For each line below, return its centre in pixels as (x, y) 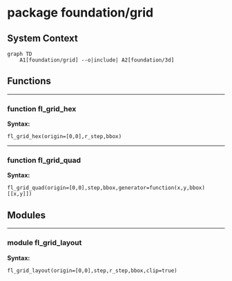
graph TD (20, 54)
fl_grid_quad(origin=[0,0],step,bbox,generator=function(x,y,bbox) (106, 188)
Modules (27, 215)
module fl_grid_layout (45, 243)
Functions (29, 81)
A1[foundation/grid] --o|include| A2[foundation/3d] (97, 60)
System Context (42, 38)
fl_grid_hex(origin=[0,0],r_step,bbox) (65, 137)
